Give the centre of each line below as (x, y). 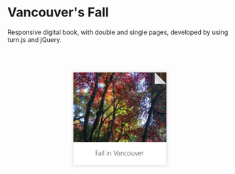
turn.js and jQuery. (35, 39)
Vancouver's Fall (58, 12)
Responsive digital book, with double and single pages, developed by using (118, 32)
